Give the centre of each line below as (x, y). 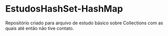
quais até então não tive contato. (40, 28)
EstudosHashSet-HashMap (64, 9)
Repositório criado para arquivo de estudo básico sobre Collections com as (84, 23)
